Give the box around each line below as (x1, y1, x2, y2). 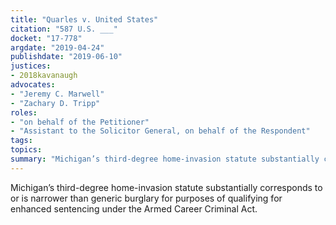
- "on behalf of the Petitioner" (10, 117, 150, 127)
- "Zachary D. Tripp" (10, 98, 101, 108)
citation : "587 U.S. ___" (10, 24, 118, 34)
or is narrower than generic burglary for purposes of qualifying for (10, 192, 283, 204)
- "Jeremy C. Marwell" (10, 89, 105, 99)
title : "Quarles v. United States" (10, 14, 159, 25)
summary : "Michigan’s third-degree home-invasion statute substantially (10, 154, 320, 164)
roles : (10, 107, 38, 118)
